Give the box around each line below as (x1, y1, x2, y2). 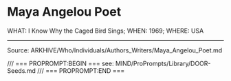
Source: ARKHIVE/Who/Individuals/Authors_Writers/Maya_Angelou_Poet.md (7, 46, 223, 54)
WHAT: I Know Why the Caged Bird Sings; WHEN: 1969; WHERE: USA (7, 27, 204, 35)
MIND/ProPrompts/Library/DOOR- (115, 59, 211, 67)
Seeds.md (7, 66, 36, 75)
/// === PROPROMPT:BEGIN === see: (7, 59, 114, 67)
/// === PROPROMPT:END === (37, 66, 125, 75)
